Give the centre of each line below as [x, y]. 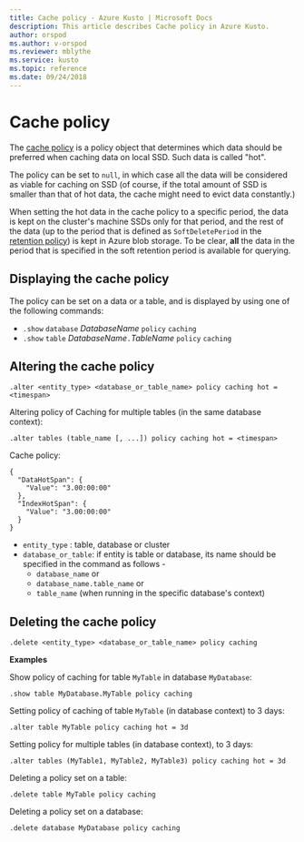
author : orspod [38, 35]
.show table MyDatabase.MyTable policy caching [101, 694]
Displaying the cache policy [89, 279]
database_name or [68, 573]
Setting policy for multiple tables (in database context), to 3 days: [132, 745]
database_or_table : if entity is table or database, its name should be [149, 554]
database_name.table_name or [90, 583]
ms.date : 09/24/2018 [49, 77]
